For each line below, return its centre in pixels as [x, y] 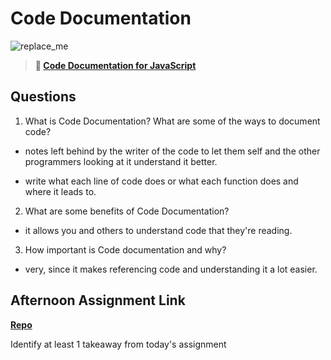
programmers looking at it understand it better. [121, 161]
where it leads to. [60, 191]
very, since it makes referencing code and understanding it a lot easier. [171, 269]
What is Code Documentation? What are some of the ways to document [172, 121]
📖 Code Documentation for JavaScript [115, 65]
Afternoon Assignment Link [98, 300]
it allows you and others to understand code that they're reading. [158, 230]
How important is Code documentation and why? [125, 249]
